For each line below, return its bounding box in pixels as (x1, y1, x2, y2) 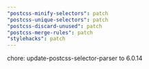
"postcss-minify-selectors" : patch (7, 10, 109, 17)
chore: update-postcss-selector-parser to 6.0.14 (7, 54, 143, 62)
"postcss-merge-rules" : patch (7, 29, 94, 36)
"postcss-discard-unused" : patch (7, 23, 103, 29)
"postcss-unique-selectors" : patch (7, 16, 109, 23)
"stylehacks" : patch (7, 36, 66, 42)
